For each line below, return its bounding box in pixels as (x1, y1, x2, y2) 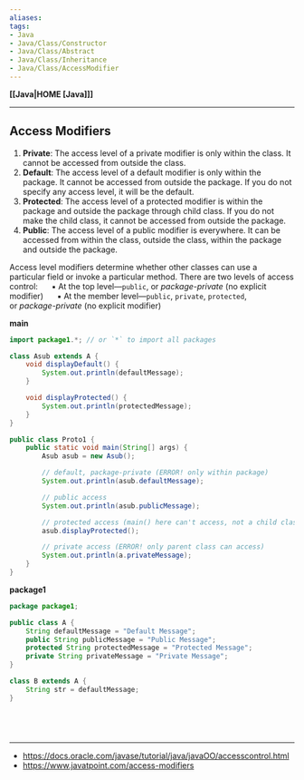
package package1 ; (9, 601, 79, 610)
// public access (42, 492, 107, 502)
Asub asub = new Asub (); (42, 452, 136, 461)
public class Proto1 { (9, 434, 95, 444)
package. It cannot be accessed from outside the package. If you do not (22, 176, 292, 187)
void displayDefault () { (25, 360, 119, 369)
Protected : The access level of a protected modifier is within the (22, 196, 263, 207)
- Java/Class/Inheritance (9, 55, 107, 64)
